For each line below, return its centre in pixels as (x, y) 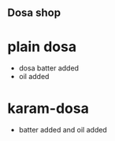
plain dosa (42, 47)
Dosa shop (34, 13)
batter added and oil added (63, 130)
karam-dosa (48, 108)
